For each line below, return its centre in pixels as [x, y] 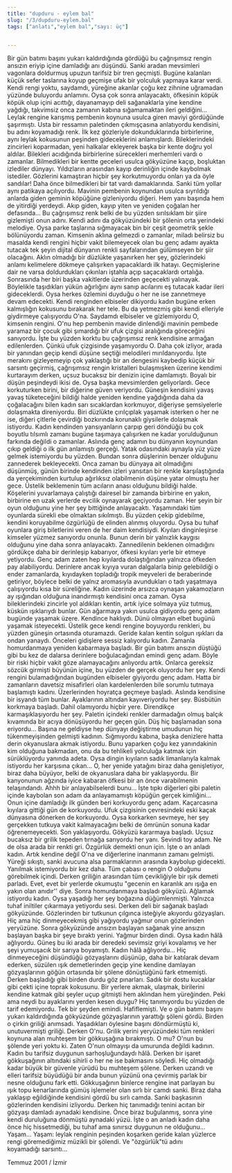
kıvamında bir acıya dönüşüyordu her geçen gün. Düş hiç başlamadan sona [115, 721]
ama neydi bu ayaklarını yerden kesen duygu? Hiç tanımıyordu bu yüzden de [116, 1002]
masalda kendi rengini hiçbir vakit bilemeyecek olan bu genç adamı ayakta [113, 243]
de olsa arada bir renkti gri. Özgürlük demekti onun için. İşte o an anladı [109, 847]
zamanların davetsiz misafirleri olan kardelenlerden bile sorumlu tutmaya [110, 685]
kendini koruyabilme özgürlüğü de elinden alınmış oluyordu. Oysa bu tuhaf [113, 523]
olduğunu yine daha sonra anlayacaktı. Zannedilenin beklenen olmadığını [111, 545]
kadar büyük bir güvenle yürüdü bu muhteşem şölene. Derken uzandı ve [110, 1068]
